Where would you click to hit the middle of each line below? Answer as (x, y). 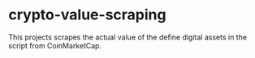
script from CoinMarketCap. (55, 45)
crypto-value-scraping (87, 15)
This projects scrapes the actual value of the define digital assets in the (128, 37)
